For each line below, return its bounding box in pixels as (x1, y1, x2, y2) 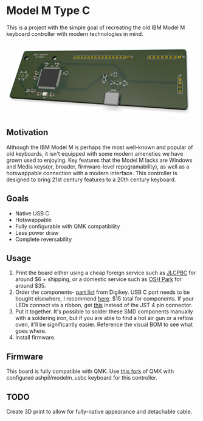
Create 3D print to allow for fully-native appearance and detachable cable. (6, 408, 193, 415)
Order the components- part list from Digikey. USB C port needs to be (15, 288, 190, 296)
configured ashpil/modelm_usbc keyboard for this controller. (6, 374, 158, 381)
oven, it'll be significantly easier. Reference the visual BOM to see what (15, 321, 193, 329)
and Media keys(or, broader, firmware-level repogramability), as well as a (6, 162, 190, 170)
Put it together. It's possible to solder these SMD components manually (15, 308, 193, 315)
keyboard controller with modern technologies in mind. (6, 30, 144, 37)
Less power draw (15, 229, 59, 236)
